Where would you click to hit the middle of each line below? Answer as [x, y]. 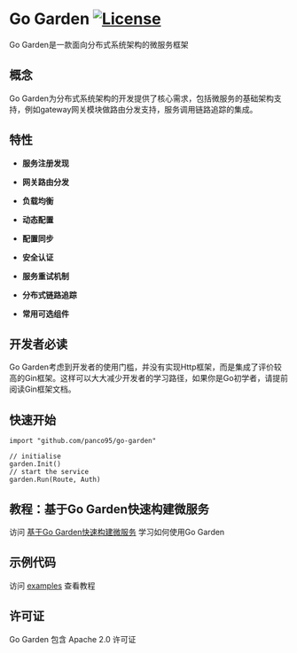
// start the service [49, 472]
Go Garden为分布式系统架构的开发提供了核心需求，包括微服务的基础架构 [142, 98]
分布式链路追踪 [49, 295]
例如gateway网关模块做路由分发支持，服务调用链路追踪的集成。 [141, 109]
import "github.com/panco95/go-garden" [83, 441]
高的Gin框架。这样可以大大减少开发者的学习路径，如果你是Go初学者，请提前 [148, 378]
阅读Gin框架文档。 [43, 389]
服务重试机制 [45, 276]
